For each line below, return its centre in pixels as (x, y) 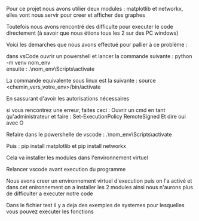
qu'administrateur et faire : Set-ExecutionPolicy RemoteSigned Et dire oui (96, 116)
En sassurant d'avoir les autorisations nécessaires (68, 99)
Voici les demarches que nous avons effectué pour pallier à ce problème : (97, 45)
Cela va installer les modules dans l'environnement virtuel (77, 158)
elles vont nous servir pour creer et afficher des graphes (76, 15)
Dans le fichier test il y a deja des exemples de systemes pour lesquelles (95, 205)
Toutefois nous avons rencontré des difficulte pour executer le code (90, 27)
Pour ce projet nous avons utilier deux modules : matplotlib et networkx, (95, 9)
